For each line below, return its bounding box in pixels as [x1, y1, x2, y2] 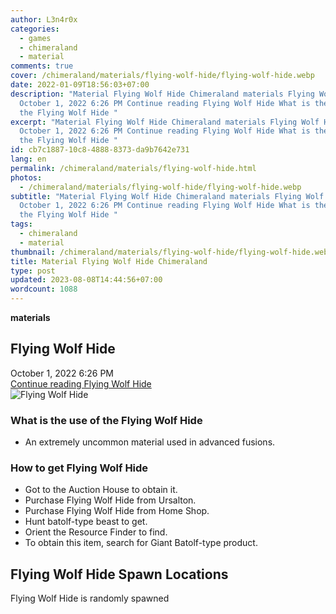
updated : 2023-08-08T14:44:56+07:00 [10, 275, 163, 285]
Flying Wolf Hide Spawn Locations [10, 566, 229, 583]
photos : [10, 172, 43, 183]
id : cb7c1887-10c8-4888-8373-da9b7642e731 [10, 145, 190, 155]
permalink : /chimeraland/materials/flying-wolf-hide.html [10, 163, 257, 173]
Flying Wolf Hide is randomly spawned [10, 592, 170, 605]
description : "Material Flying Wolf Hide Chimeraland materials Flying [10, 89, 315, 99]
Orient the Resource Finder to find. [24, 526, 168, 538]
